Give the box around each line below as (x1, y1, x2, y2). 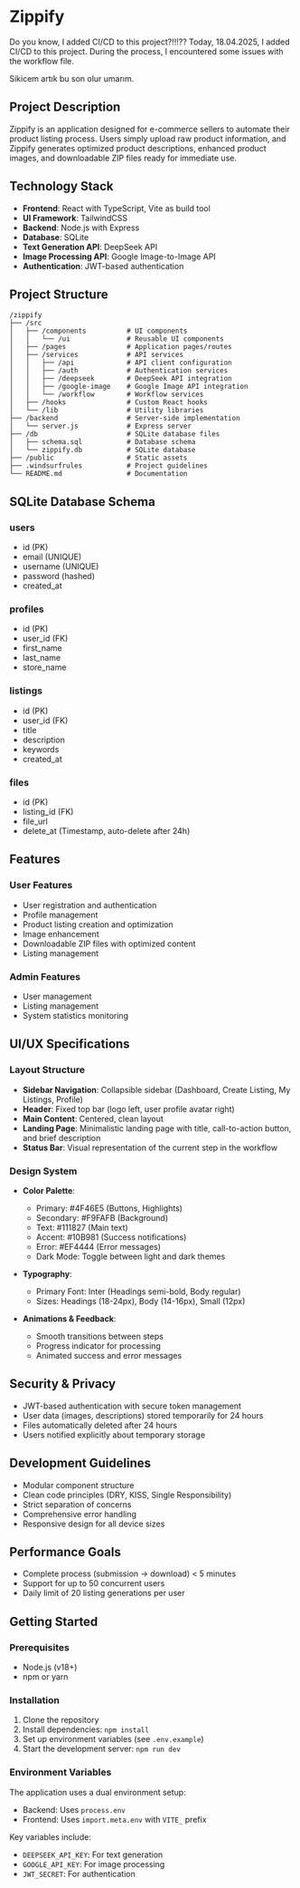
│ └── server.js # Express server (9, 421, 192, 431)
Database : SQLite (22, 231, 89, 242)
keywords (22, 743, 60, 754)
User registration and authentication (22, 899, 157, 910)
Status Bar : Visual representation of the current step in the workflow (22, 1142, 278, 1153)
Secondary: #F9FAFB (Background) (35, 1212, 169, 1223)
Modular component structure (22, 1479, 135, 1490)
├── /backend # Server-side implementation (9, 414, 241, 423)
